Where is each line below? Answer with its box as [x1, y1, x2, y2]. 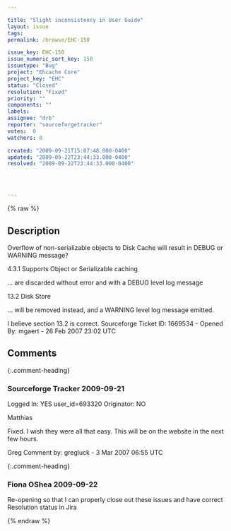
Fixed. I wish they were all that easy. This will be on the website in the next [7, 427, 224, 436]
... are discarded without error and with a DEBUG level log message [7, 278, 203, 287]
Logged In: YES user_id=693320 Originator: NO [7, 400, 146, 408]
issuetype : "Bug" [7, 62, 59, 69]
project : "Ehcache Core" [7, 68, 81, 76]
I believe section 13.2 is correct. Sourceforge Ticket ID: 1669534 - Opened [7, 319, 224, 328]
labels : [7, 108, 30, 115]
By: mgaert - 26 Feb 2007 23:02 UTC [7, 326, 117, 335]
